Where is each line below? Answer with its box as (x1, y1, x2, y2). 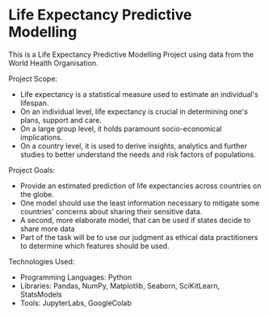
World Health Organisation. (8, 58, 99, 68)
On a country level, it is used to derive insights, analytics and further (19, 141, 248, 150)
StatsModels (19, 289, 62, 299)
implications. (19, 132, 63, 142)
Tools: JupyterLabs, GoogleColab (19, 297, 132, 308)
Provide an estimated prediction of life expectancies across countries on (19, 180, 262, 191)
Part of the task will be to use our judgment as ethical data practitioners (19, 232, 258, 242)
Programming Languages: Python (19, 272, 132, 282)
